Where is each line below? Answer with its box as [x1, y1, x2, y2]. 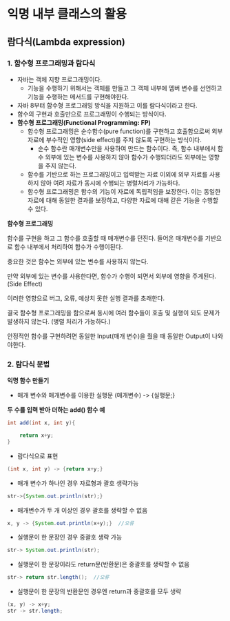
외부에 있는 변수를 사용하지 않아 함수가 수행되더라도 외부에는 [45, 152, 207, 161]
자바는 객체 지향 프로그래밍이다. [17, 75, 102, 83]
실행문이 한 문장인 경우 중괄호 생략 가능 [17, 533, 123, 542]
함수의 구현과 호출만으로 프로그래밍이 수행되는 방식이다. [17, 110, 167, 118]
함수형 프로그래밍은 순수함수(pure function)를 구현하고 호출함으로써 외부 [27, 127, 223, 135]
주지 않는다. [45, 161, 77, 170]
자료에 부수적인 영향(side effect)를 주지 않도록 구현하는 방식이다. [27, 135, 202, 144]
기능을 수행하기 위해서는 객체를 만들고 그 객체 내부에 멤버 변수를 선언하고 [27, 83, 222, 92]
